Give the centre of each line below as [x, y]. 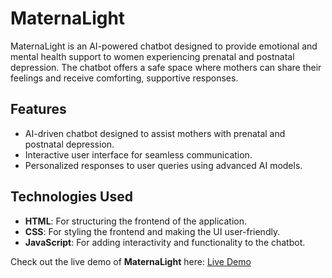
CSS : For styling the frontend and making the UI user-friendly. [152, 231]
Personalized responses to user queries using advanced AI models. [163, 165]
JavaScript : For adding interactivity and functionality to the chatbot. [165, 242]
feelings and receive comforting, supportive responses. [124, 78]
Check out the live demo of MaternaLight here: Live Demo [131, 261]
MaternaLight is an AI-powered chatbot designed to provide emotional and [164, 46]
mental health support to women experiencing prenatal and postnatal [152, 56]
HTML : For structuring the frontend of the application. [135, 221]
